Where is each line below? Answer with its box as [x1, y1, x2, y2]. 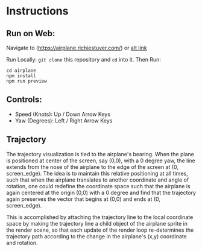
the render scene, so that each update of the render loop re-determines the [6, 226, 194, 234]
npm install [6, 73, 36, 79]
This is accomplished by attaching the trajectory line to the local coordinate [6, 213, 194, 221]
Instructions [6, 4, 69, 18]
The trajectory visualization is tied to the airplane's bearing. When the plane [6, 150, 194, 157]
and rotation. [6, 239, 38, 246]
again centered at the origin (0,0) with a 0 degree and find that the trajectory [6, 189, 196, 196]
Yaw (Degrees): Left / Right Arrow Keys [14, 116, 113, 124]
